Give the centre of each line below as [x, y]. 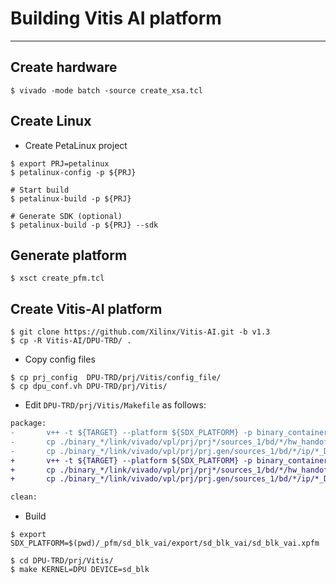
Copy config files [60, 359]
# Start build [40, 190]
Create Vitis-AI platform [86, 308]
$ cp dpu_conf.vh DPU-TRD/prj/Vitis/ [89, 387]
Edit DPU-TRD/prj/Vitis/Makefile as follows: [115, 405]
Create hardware [64, 67]
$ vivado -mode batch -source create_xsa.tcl [106, 90]
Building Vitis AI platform [116, 18]
